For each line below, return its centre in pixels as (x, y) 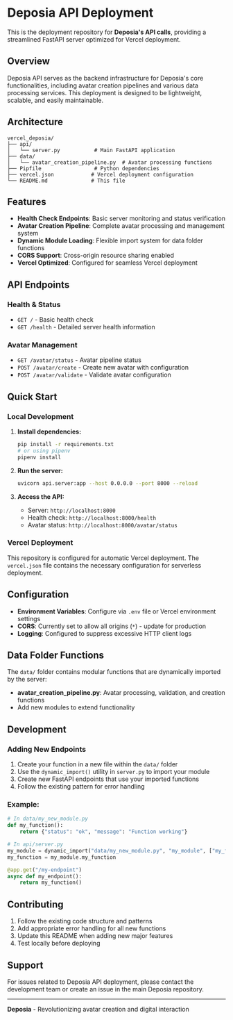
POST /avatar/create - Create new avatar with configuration (103, 368)
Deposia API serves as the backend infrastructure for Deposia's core (105, 78)
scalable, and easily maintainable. (55, 100)
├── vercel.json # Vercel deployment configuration (101, 174)
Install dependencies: (49, 431)
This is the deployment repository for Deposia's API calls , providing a (107, 32)
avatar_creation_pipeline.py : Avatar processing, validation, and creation (121, 693)
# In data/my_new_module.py (48, 819)
